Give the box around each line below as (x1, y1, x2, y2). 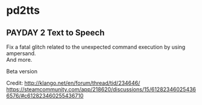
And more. (6, 56, 33, 63)
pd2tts (6, 4, 40, 17)
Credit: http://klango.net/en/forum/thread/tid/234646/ (6, 79, 140, 86)
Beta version (6, 68, 38, 75)
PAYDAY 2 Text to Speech (6, 28, 105, 38)
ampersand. (6, 50, 36, 57)
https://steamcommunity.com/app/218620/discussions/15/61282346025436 (6, 86, 197, 93)
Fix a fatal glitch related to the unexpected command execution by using (6, 43, 186, 50)
